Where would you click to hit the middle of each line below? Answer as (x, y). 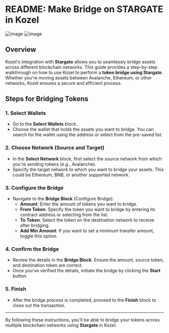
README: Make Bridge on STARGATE (84, 9)
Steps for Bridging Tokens (47, 99)
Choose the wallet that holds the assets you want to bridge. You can (83, 130)
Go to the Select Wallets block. (45, 124)
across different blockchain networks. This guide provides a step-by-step (81, 67)
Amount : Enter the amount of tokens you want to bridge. (79, 204)
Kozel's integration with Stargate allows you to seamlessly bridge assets (80, 62)
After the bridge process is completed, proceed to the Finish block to (84, 300)
